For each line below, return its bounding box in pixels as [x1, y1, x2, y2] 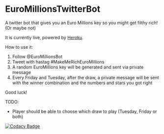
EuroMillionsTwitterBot [5, 3, 101, 15]
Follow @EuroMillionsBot [12, 53, 63, 60]
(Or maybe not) [5, 25, 36, 31]
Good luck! [5, 89, 27, 95]
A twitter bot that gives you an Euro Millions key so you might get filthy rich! [5, 20, 158, 26]
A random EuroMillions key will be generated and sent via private [12, 64, 144, 70]
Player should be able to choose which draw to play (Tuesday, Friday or [12, 108, 157, 114]
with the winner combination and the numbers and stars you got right [12, 80, 153, 86]
